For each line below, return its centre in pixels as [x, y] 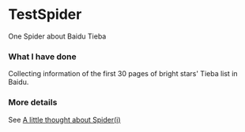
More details [33, 102]
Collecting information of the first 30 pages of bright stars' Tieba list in [123, 74]
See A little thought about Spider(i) [64, 119]
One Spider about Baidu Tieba [57, 36]
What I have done [42, 57]
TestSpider [45, 15]
